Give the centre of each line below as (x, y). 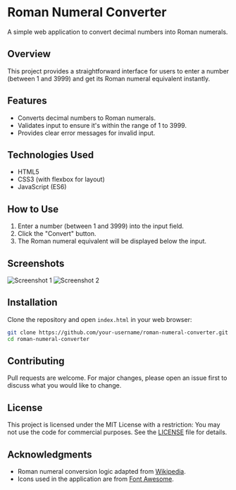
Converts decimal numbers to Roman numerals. (87, 118)
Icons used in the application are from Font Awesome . (95, 479)
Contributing (36, 361)
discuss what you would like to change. (64, 386)
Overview (29, 54)
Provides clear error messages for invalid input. (86, 133)
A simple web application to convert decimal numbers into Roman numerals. (118, 32)
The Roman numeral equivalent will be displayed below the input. (112, 241)
